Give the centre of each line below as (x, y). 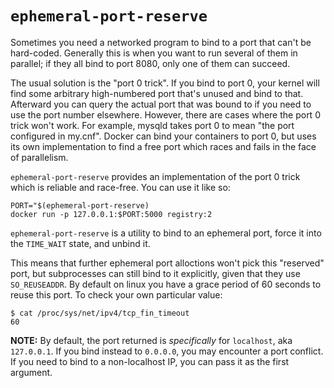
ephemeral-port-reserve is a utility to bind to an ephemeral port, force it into (166, 233)
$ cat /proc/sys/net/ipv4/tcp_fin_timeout (100, 313)
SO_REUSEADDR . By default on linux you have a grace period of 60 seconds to (166, 284)
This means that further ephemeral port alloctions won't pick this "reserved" (167, 263)
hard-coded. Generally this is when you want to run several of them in (154, 53)
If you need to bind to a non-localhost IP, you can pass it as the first (150, 361)
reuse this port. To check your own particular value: (116, 294)
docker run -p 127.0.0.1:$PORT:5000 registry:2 (111, 214)
